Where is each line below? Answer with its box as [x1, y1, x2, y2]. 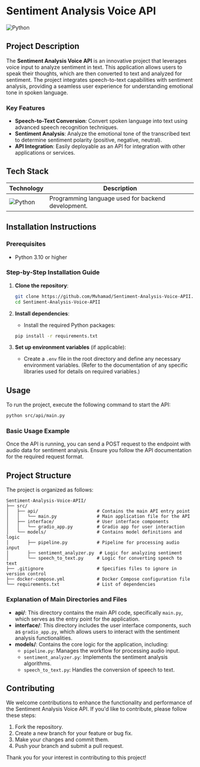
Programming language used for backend [49, 194, 165, 203]
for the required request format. [6, 453, 84, 461]
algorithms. [23, 659, 52, 667]
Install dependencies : [14, 309, 70, 317]
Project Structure [6, 470, 71, 480]
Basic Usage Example [6, 427, 70, 435]
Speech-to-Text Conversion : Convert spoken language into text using [14, 118, 188, 125]
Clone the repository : [14, 282, 69, 289]
